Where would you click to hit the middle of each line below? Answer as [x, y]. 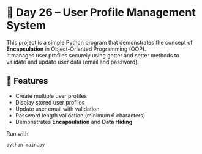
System [26, 25]
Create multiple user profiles [51, 96]
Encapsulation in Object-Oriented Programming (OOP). [76, 49]
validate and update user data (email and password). [73, 62]
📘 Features [27, 81]
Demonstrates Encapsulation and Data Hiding [74, 122]
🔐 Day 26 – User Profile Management [101, 13]
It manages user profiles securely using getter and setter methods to [93, 55]
